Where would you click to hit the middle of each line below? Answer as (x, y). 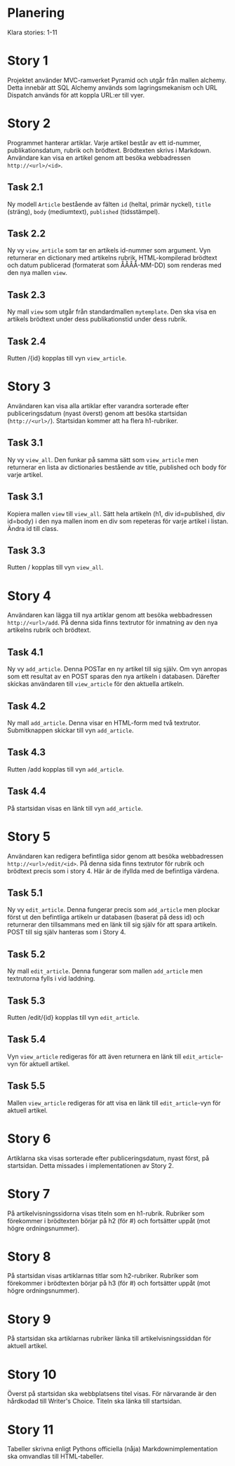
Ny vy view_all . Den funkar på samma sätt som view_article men (103, 459)
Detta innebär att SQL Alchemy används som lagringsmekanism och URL (112, 87)
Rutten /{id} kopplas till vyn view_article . (67, 358)
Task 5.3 (26, 1001)
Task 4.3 (27, 752)
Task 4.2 (27, 706)
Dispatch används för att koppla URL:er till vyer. (76, 95)
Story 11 (31, 1430)
